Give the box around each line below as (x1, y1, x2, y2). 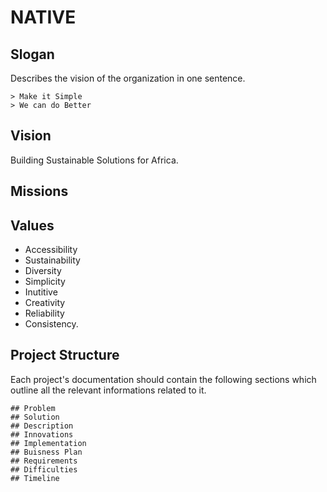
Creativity (24, 297, 66, 309)
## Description (10, 421, 74, 431)
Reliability (24, 307, 65, 320)
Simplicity (24, 276, 66, 288)
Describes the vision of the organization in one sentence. (10, 72, 246, 84)
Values (10, 217, 55, 234)
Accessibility (24, 244, 78, 256)
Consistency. (24, 318, 79, 330)
